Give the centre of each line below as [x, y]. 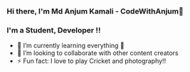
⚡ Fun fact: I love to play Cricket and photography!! [91, 61]
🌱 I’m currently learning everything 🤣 [71, 46]
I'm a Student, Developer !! [54, 30]
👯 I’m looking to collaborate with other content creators [97, 53]
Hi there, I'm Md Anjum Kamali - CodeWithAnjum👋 [95, 11]
